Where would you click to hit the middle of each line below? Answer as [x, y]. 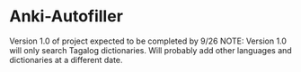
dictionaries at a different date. [66, 60]
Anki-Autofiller [66, 16]
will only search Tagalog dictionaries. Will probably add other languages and [150, 50]
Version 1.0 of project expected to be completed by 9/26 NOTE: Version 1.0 [148, 41]
